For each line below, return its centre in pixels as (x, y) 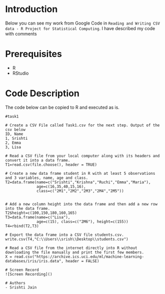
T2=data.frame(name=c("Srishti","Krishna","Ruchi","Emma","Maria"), (78, 182)
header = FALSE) (82, 261)
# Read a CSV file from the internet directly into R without (71, 248)
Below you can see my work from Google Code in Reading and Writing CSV (82, 23)
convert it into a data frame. (38, 160)
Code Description (42, 93)
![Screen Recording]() (29, 274)
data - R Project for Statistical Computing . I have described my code (80, 28)
